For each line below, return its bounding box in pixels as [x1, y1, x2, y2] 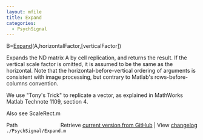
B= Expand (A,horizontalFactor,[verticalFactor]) [6, 42, 122, 50]
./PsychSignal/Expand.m [6, 128, 67, 134]
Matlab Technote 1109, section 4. [6, 98, 88, 105]
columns [6, 80, 28, 87]
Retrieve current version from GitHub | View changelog [60, 122, 198, 129]
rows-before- [154, 73, 188, 81]
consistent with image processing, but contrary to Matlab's [6, 73, 153, 81]
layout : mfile [6, 8, 42, 15]
